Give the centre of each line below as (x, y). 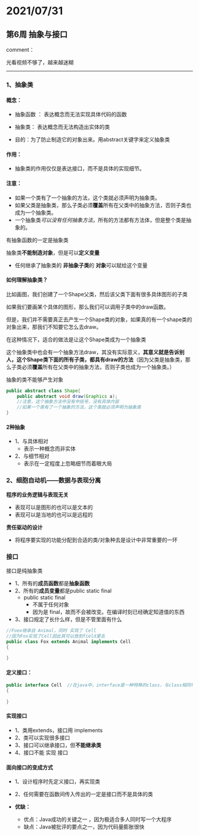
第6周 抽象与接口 (37, 34)
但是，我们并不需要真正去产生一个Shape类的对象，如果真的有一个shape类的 (99, 319)
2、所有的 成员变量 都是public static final (63, 590)
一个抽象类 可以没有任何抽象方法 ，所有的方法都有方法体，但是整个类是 (100, 220)
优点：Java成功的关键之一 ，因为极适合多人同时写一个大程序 (97, 819)
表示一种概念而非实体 (49, 449)
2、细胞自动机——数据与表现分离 (54, 480)
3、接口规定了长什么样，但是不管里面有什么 (68, 619)
